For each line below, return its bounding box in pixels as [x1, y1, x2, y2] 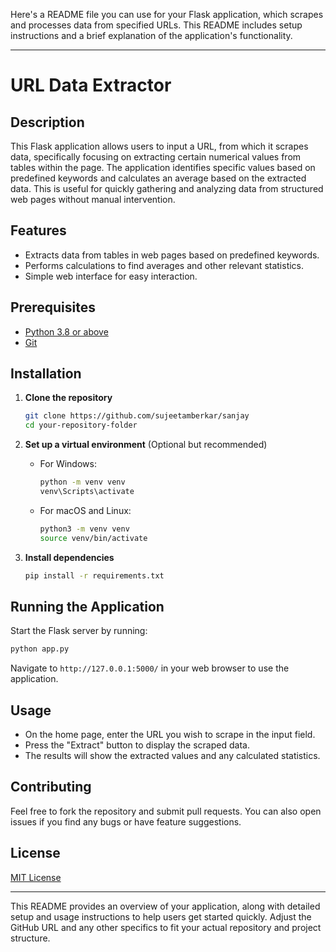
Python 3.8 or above [24, 325, 109, 338]
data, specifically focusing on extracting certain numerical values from [10, 151, 302, 163]
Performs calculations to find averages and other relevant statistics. [24, 259, 305, 271]
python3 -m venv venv [39, 524, 130, 534]
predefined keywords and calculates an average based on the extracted [10, 172, 307, 184]
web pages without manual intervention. [10, 194, 176, 205]
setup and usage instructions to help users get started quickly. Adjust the [10, 910, 312, 923]
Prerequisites [10, 299, 96, 316]
